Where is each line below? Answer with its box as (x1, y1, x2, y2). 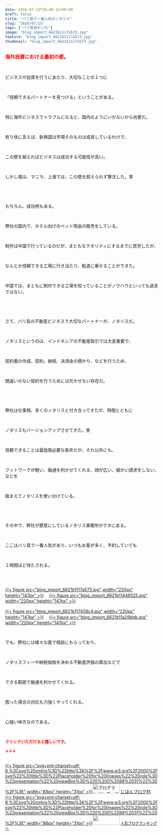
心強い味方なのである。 (5, 718, 52, 725)
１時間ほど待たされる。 (5, 562, 52, 568)
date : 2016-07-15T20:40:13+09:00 (5, 7, 73, 12)
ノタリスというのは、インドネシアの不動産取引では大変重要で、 (5, 338, 133, 344)
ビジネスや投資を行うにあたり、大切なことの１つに (5, 74, 108, 80)
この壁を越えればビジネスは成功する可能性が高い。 (5, 154, 108, 160)
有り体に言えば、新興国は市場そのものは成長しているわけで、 (5, 134, 129, 140)
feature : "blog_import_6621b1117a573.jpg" (5, 35, 93, 40)
